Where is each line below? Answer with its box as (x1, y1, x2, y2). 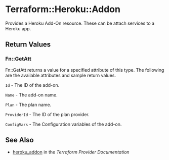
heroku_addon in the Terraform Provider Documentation (12, 149, 130, 155)
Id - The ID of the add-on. (5, 82, 60, 88)
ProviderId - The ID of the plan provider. (5, 111, 90, 117)
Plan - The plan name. (5, 101, 52, 108)
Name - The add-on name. (5, 92, 58, 98)
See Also (5, 136, 34, 144)
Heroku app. (5, 25, 31, 31)
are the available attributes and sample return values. (5, 72, 116, 78)
